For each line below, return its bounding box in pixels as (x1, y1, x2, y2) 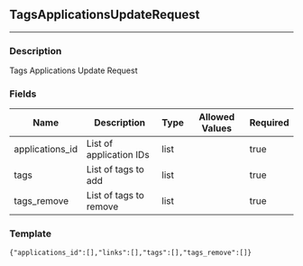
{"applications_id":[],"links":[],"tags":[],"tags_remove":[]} (9, 248, 252, 257)
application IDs (86, 149, 151, 161)
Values (201, 122, 233, 134)
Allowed (198, 111, 235, 124)
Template (9, 227, 52, 240)
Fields (9, 87, 37, 100)
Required (249, 116, 289, 129)
